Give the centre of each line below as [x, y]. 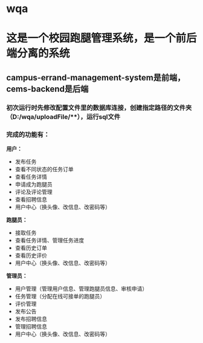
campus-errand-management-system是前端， [96, 77]
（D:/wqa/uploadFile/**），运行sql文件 [63, 117]
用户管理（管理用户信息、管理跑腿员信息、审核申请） [81, 289]
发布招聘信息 [31, 319]
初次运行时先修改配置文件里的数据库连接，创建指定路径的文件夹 [99, 108]
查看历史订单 [31, 247]
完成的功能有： [28, 134]
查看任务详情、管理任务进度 [50, 240]
